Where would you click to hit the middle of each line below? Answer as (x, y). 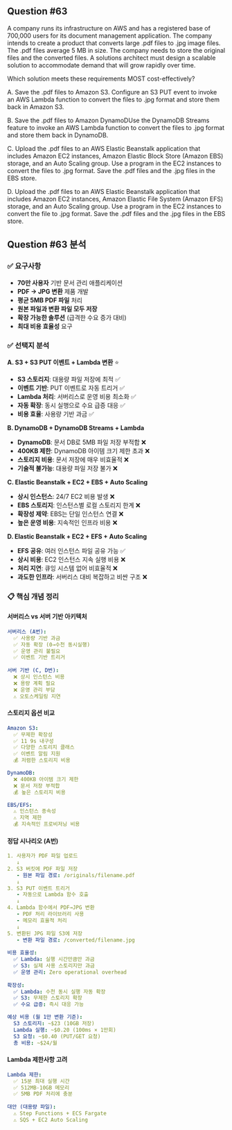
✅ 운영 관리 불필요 (37, 651)
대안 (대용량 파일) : (32, 1107)
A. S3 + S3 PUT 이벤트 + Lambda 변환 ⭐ (63, 362)
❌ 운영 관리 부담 (34, 690)
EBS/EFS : (20, 805)
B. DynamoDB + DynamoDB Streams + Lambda (76, 427)
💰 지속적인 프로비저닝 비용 (47, 824)
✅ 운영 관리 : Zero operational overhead (70, 972)
